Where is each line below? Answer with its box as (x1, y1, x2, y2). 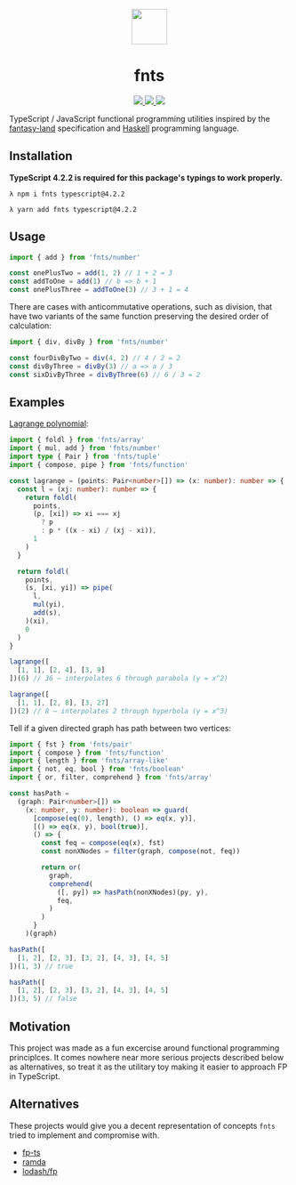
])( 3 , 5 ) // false (9, 995, 77, 1004)
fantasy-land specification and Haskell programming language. (9, 123, 240, 133)
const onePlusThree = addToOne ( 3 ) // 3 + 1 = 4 (9, 286, 189, 294)
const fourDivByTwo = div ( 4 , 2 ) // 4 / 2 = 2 (9, 353, 180, 362)
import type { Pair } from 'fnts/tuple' (9, 452, 162, 462)
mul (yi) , (32, 601, 66, 609)
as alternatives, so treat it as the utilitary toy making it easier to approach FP (9, 1061, 288, 1072)
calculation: (9, 320, 52, 331)
